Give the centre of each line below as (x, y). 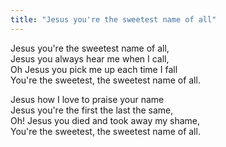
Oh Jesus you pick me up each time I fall (94, 69)
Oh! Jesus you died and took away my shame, (105, 120)
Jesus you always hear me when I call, (90, 58)
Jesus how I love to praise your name (87, 99)
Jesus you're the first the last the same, (92, 110)
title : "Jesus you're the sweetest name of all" (113, 19)
